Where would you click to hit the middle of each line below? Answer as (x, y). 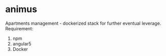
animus (21, 9)
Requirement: (19, 28)
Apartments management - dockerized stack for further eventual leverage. (83, 23)
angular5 (22, 43)
